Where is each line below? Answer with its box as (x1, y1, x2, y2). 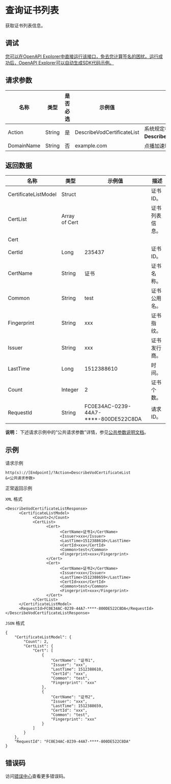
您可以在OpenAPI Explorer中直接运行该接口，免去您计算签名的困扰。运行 (5, 53, 159, 59)
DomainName (8, 142, 41, 149)
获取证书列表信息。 (5, 22, 46, 29)
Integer (61, 386, 79, 394)
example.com (74, 142, 107, 149)
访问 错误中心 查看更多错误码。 (5, 773, 68, 779)
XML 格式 (5, 496, 23, 502)
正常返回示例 (5, 485, 32, 491)
